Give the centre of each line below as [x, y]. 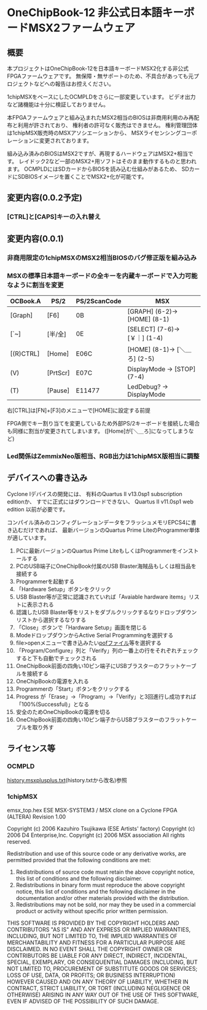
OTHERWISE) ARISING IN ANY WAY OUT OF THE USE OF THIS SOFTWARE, [103, 995]
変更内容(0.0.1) [35, 239]
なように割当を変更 [35, 285]
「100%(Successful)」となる [53, 704]
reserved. [19, 841]
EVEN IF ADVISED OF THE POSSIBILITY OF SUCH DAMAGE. [83, 1001]
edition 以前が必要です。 [38, 509]
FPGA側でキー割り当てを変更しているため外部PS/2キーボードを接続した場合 [103, 423]
